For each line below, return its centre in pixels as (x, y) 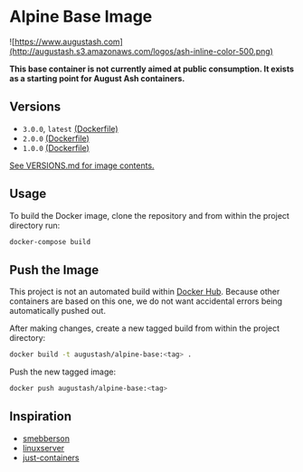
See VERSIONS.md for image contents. (82, 165)
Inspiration (41, 416)
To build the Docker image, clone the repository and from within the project (149, 215)
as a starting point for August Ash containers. (97, 78)
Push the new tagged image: (63, 372)
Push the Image (54, 270)
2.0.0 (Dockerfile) (56, 138)
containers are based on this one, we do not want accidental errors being (146, 301)
